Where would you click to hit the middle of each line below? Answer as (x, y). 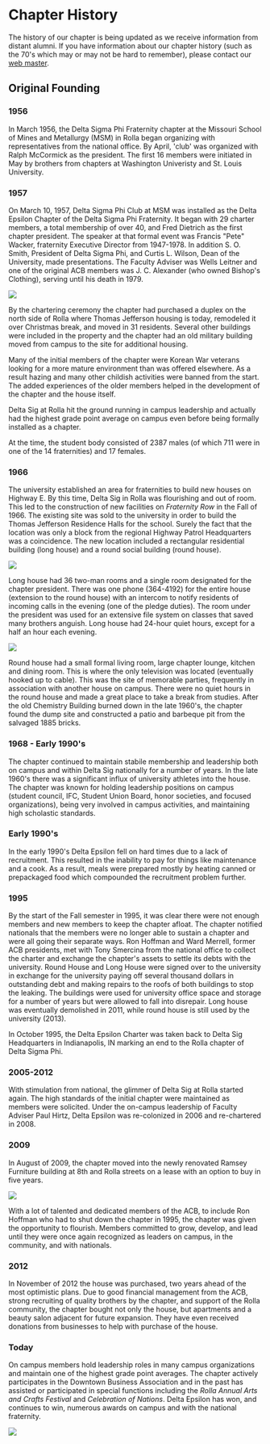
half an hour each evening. (53, 632)
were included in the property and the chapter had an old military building (131, 335)
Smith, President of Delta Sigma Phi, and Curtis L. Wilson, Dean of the (124, 253)
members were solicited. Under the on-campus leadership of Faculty (123, 1107)
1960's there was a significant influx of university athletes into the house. (130, 779)
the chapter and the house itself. (62, 394)
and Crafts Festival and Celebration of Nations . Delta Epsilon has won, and (133, 1400)
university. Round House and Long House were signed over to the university (135, 968)
